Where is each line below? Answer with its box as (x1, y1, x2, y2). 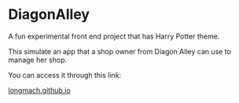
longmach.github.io (8, 85, 71, 95)
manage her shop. (8, 55, 68, 64)
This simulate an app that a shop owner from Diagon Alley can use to (8, 46, 232, 56)
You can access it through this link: (8, 70, 122, 79)
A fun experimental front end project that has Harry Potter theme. (8, 31, 220, 41)
